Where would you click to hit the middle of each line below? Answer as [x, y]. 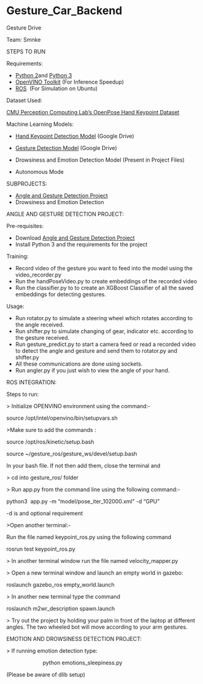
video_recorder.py [38, 275]
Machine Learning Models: [40, 124]
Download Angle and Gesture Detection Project [75, 238]
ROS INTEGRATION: [32, 382]
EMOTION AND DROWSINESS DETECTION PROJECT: [74, 639]
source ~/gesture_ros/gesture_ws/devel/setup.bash [72, 454]
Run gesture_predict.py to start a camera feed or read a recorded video [105, 344]
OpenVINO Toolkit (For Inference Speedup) [70, 82]
